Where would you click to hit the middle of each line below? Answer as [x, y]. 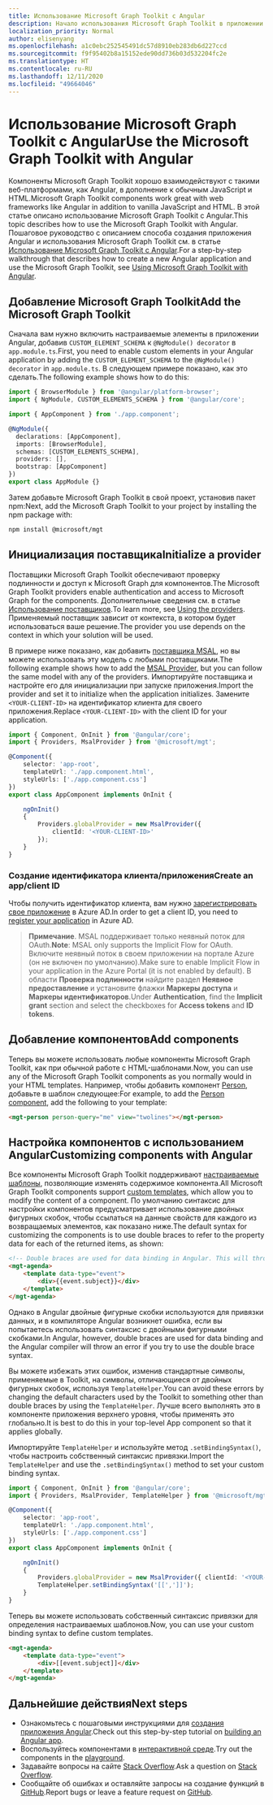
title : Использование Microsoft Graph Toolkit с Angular [107, 16]
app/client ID [35, 885]
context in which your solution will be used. [81, 635]
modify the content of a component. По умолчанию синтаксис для [122, 1200]
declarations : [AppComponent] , [69, 436]
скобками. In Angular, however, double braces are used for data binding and [136, 1338]
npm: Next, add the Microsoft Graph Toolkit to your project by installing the [133, 505]
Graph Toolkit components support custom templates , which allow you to [131, 1192]
